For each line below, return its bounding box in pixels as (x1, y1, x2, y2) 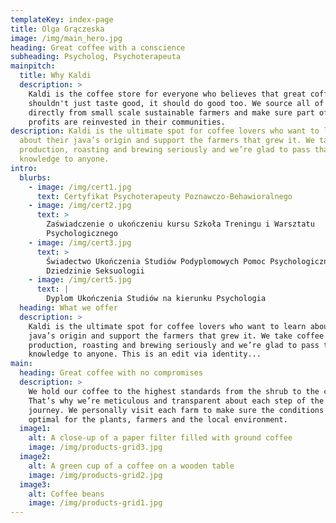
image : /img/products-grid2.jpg (28, 470, 163, 480)
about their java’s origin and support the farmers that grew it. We (19, 136, 315, 146)
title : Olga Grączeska (10, 24, 105, 34)
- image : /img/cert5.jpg (28, 275, 132, 285)
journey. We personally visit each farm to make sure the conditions (28, 405, 325, 415)
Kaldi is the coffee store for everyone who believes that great (28, 89, 307, 99)
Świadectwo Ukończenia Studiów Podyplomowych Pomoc (46, 256, 267, 266)
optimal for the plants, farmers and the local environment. (28, 414, 288, 425)
